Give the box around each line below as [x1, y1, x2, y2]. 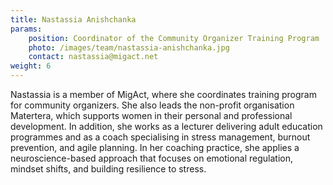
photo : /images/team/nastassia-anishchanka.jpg [28, 42, 230, 53]
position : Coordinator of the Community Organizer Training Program [28, 33, 320, 43]
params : [10, 24, 43, 34]
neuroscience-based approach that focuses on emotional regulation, [10, 152, 294, 164]
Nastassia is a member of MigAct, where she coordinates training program [10, 89, 317, 100]
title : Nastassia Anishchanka [10, 14, 137, 25]
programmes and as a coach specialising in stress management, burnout [10, 131, 311, 143]
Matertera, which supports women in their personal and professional [10, 110, 293, 121]
